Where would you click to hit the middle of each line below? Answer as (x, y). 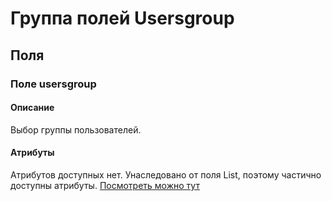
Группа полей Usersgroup (122, 18)
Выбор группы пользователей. (76, 129)
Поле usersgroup (53, 84)
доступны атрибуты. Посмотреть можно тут (105, 185)
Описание (32, 108)
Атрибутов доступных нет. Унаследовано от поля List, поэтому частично (166, 174)
